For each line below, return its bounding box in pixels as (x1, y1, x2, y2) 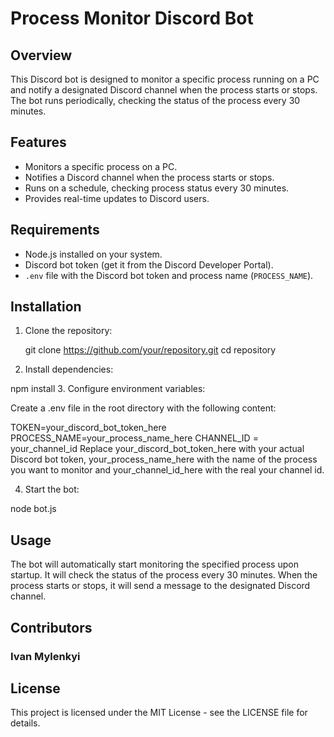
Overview (10, 47, 73, 64)
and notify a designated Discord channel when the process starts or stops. (10, 84, 318, 96)
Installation (10, 298, 82, 316)
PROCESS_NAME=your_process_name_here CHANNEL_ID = (10, 432, 259, 444)
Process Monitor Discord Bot (10, 7, 254, 30)
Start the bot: (24, 483, 80, 496)
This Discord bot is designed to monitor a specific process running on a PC (10, 73, 320, 85)
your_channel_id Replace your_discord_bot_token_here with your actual (10, 443, 305, 455)
